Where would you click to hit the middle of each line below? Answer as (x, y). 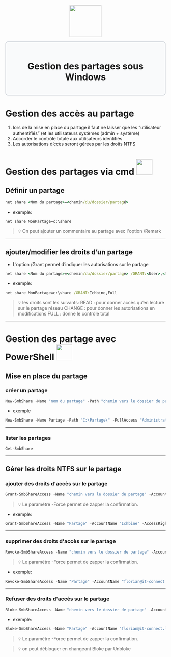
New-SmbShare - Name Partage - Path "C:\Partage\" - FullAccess (72, 420)
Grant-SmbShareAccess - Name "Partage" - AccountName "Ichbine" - (75, 523)
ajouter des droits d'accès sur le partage (56, 484)
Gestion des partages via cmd (70, 172)
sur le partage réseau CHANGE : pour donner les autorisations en (86, 308)
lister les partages (28, 438)
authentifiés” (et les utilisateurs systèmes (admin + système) (76, 133)
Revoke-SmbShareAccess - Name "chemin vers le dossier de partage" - (79, 552)
